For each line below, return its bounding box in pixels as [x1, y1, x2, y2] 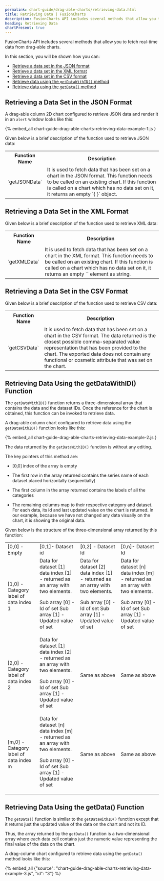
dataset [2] [80, 563, 106, 570]
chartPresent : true [5, 25, 45, 30]
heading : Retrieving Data [5, 21, 58, 26]
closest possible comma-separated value [44, 338, 140, 345]
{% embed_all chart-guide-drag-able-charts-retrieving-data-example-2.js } [5, 435, 157, 440]
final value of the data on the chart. [5, 841, 76, 847]
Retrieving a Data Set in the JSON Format [5, 98, 132, 106]
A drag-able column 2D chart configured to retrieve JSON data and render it [5, 111, 159, 117]
